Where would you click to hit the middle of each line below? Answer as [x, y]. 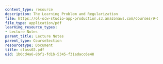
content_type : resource [29, 9]
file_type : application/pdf [33, 23]
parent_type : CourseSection [33, 41]
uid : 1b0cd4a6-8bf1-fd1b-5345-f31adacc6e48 [50, 54]
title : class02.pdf [25, 50]
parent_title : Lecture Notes [34, 37]
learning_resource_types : [31, 27]
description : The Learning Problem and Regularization [62, 14]
